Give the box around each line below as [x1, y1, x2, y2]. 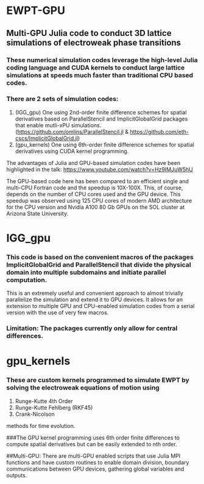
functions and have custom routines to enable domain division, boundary [6, 458, 189, 466]
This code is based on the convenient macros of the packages [6, 253, 194, 261]
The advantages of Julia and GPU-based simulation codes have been [6, 159, 181, 166]
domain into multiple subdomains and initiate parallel [6, 268, 166, 276]
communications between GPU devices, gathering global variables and [6, 465, 185, 472]
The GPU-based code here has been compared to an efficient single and [6, 177, 189, 184]
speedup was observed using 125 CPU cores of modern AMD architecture [6, 197, 192, 204]
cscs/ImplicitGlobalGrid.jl [15, 135, 78, 142]
